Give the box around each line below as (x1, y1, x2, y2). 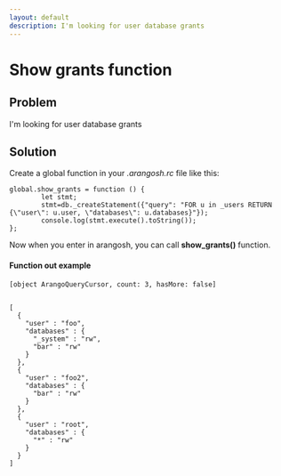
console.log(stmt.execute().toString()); (41, 216, 197, 225)
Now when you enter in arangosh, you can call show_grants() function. (9, 239, 271, 250)
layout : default (9, 12, 69, 22)
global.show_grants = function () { (9, 185, 145, 194)
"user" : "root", (25, 420, 90, 429)
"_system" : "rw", (32, 335, 101, 343)
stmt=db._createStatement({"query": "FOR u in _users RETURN (41, 201, 273, 210)
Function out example (9, 260, 92, 270)
